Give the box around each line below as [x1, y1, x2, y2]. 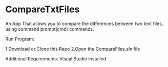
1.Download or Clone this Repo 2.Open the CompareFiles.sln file [5, 46, 140, 52]
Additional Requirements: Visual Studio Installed [5, 55, 107, 62]
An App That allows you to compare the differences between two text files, [5, 20, 163, 27]
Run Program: [5, 36, 34, 42]
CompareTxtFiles [5, 4, 80, 15]
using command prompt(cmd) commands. [5, 26, 94, 32]
